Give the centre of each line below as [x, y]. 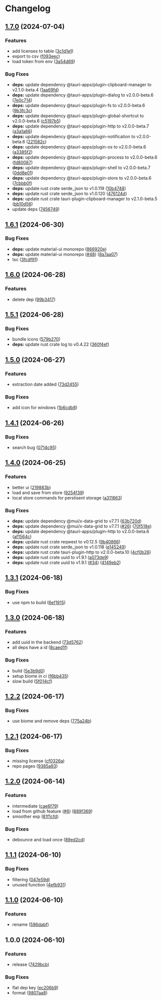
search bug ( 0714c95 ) [34, 447]
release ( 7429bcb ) [31, 964]
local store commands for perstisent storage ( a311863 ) [67, 498]
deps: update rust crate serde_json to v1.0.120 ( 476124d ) [70, 194]
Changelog [28, 9]
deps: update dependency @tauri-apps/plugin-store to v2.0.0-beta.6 [82, 178]
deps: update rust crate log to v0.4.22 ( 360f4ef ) [61, 344]
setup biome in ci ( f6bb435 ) [40, 676]
